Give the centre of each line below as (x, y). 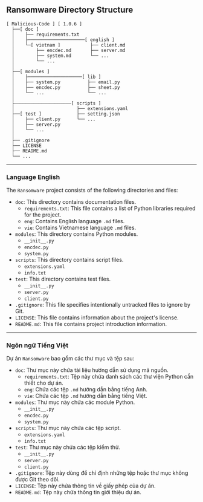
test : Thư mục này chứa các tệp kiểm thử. (68, 448)
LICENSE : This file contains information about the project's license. (97, 318)
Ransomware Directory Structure (70, 10)
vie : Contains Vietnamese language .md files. (80, 228)
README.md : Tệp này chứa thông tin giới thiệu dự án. (78, 492)
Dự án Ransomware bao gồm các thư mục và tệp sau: (70, 359)
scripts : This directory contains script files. (69, 260)
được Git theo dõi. (37, 480)
